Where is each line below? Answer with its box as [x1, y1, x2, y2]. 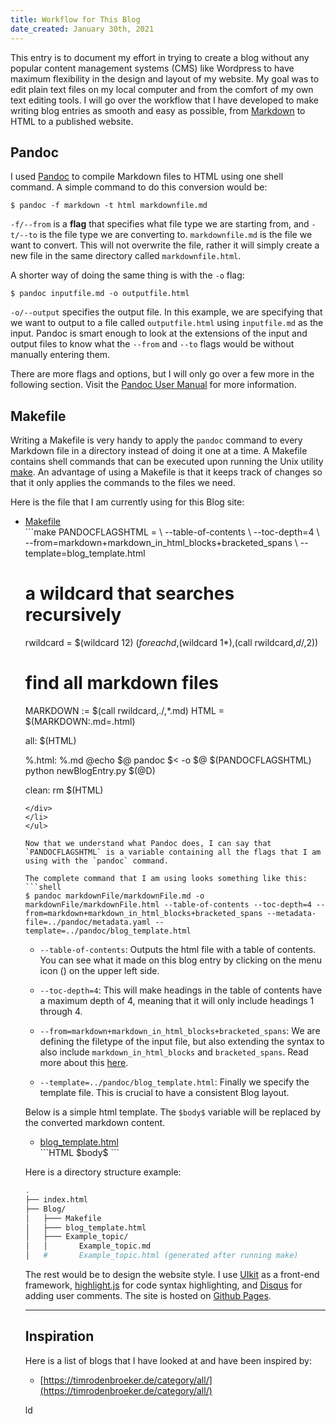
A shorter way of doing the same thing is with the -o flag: [10, 269, 245, 281]
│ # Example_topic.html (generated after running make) [24, 1251, 299, 1261]
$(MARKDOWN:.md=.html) [24, 716, 136, 727]
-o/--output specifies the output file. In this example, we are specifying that [10, 306, 323, 318]
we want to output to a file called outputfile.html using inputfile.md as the [10, 317, 324, 329]
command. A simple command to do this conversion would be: [10, 181, 268, 193]
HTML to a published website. [10, 115, 134, 127]
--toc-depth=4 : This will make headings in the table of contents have [39, 984, 323, 996]
